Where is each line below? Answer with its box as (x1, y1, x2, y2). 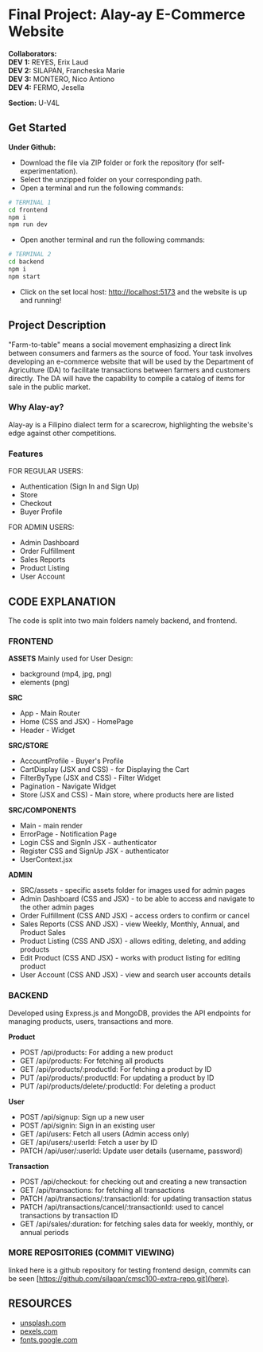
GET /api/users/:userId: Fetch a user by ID (19, 1137, 158, 1147)
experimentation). (19, 166, 78, 176)
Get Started (8, 121, 67, 134)
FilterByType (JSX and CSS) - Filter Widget (19, 773, 161, 783)
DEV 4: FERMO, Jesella (8, 82, 85, 92)
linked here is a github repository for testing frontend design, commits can (8, 1265, 251, 1275)
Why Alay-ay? (8, 402, 64, 413)
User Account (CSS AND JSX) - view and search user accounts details (19, 970, 252, 980)
